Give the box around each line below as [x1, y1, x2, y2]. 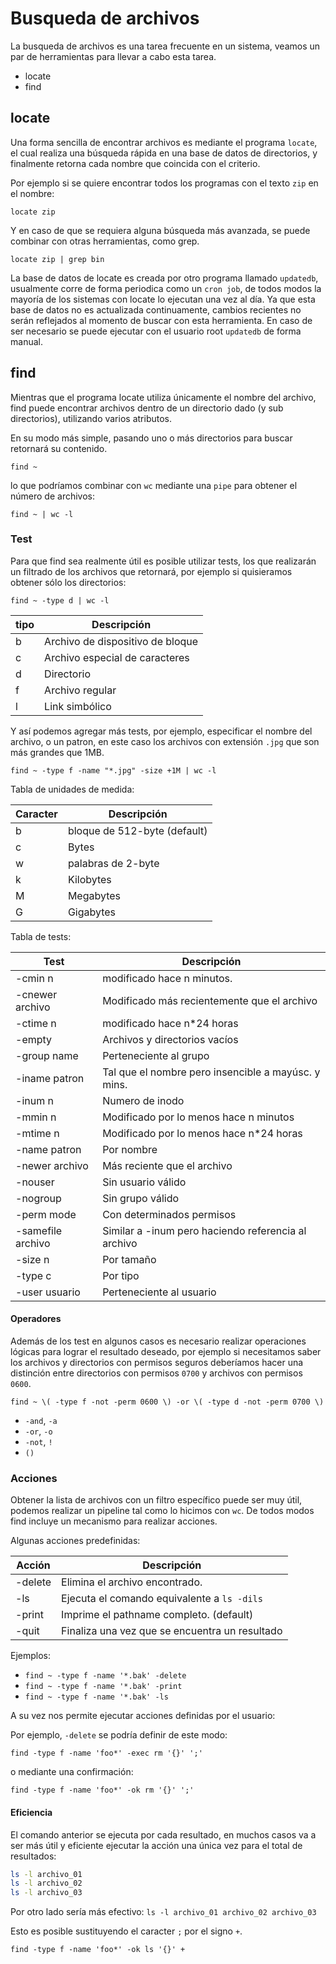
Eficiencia [10, 1806, 53, 1818]
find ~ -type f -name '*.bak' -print [24, 1682, 183, 1692]
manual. [10, 335, 43, 347]
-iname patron [15, 1071, 85, 1085]
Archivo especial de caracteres [44, 650, 190, 664]
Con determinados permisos [102, 1207, 237, 1221]
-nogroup [15, 1191, 62, 1205]
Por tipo [102, 1268, 140, 1282]
